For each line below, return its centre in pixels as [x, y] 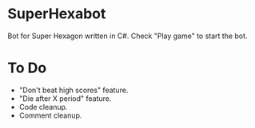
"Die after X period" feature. [65, 98]
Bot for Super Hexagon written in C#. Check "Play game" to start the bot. [127, 36]
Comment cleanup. [50, 115]
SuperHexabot [57, 14]
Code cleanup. [43, 107]
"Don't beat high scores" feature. [74, 90]
